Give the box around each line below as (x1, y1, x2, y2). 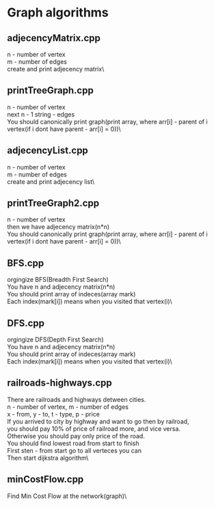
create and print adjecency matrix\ (7, 65, 105, 73)
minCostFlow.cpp (7, 473, 84, 485)
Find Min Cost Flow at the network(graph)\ (7, 492, 127, 500)
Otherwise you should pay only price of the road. (7, 432, 145, 440)
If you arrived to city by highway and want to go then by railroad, (7, 417, 189, 425)
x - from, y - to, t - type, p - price (7, 410, 101, 418)
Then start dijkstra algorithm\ (7, 453, 89, 462)
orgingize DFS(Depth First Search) (7, 335, 104, 344)
